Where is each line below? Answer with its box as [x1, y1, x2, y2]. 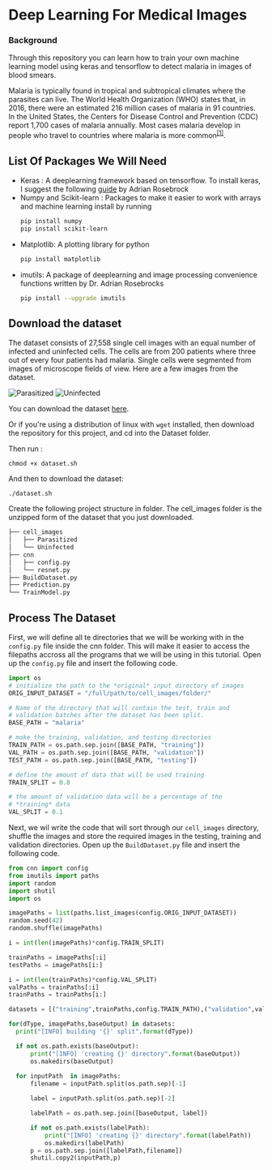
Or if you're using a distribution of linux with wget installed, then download [8, 419, 255, 429]
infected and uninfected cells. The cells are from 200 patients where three [8, 346, 257, 356]
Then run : [8, 444, 43, 454]
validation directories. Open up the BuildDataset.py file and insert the [8, 840, 240, 850]
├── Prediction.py [8, 581, 70, 589]
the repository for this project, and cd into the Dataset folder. [8, 428, 210, 438]
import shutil [8, 887, 57, 895]
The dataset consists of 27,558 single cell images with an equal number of [8, 338, 257, 348]
